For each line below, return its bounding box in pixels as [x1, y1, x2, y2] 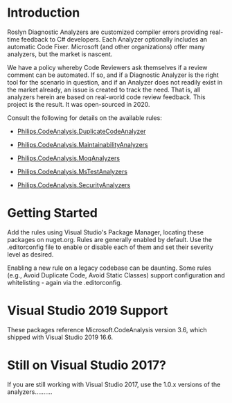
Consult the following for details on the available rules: [7, 113, 163, 122]
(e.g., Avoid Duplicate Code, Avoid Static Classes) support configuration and [7, 271, 225, 279]
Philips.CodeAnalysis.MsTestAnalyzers [17, 167, 128, 175]
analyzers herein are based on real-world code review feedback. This [7, 92, 206, 101]
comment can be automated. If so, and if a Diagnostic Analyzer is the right [7, 71, 220, 79]
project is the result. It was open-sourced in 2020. [7, 100, 150, 108]
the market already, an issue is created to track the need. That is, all [7, 85, 201, 94]
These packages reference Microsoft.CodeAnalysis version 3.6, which [7, 325, 207, 334]
